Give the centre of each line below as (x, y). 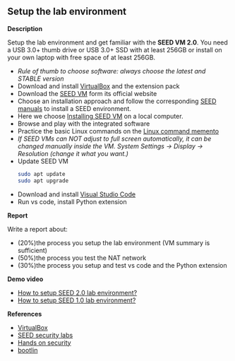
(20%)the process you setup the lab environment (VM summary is (114, 242)
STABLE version (41, 78)
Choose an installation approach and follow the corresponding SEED (117, 101)
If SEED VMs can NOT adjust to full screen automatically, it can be (114, 138)
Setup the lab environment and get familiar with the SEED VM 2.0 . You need (117, 42)
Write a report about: (38, 229)
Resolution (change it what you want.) (73, 153)
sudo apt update (41, 174)
